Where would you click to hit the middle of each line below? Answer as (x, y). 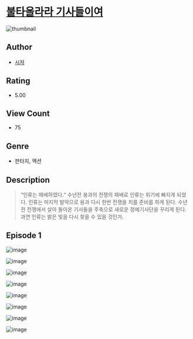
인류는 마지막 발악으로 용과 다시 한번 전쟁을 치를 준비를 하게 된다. (103, 202)
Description (28, 180)
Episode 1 (24, 236)
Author (19, 47)
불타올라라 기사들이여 (55, 12)
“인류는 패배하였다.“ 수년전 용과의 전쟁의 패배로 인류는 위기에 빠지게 (98, 195)
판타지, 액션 (28, 161)
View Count (28, 113)
